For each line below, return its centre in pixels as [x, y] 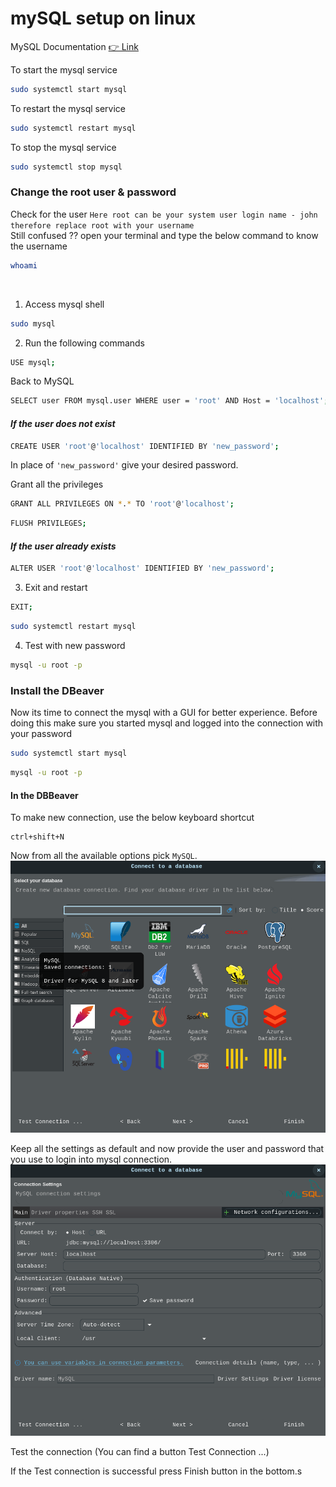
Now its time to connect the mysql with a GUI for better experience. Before [164, 713]
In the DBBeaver [44, 795]
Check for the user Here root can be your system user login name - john [164, 214]
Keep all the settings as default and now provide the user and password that [167, 1148]
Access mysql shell [64, 304]
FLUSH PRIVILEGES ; [48, 523]
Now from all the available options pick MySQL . [104, 856]
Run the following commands [84, 343]
